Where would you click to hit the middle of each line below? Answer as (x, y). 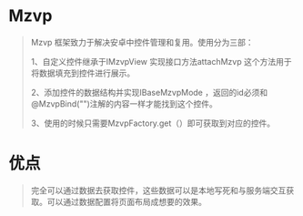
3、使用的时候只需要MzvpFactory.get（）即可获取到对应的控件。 (152, 123)
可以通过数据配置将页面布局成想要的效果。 (126, 201)
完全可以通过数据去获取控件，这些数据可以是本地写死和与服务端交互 (158, 190)
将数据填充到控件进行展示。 (83, 73)
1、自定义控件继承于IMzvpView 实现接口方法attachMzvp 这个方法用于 (161, 61)
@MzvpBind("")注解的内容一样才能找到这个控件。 (124, 103)
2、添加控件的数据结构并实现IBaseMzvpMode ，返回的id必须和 (149, 92)
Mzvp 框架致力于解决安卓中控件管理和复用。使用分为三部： (142, 42)
